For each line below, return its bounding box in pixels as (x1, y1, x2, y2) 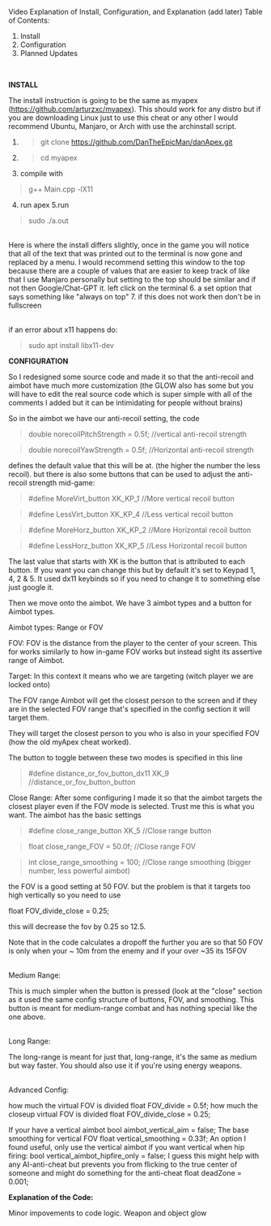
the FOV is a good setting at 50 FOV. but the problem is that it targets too (8, 882, 251, 891)
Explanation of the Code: (8, 1193, 94, 1202)
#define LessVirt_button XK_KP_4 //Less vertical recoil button (28, 510, 234, 518)
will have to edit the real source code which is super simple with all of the (8, 389, 252, 398)
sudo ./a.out (28, 216, 69, 226)
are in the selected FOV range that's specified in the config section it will (8, 704, 251, 713)
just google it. (8, 583, 54, 591)
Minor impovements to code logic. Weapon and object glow (8, 1208, 207, 1218)
